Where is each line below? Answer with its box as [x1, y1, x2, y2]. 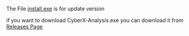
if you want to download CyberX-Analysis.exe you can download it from [6, 17, 184, 23]
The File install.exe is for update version [6, 5, 105, 12]
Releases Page [6, 23, 43, 30]
